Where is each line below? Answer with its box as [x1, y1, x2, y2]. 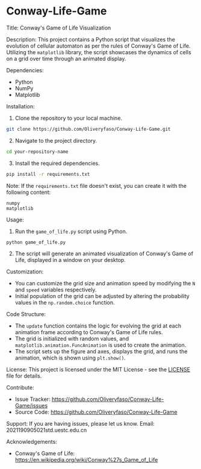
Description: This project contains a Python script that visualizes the [6, 36, 176, 43]
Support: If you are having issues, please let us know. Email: [6, 420, 155, 427]
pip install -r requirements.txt [6, 171, 90, 177]
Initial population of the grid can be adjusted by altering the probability [14, 293, 190, 300]
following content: [6, 188, 51, 196]
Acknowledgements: [6, 438, 57, 446]
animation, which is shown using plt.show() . [14, 354, 126, 362]
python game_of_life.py [6, 239, 66, 245]
